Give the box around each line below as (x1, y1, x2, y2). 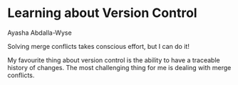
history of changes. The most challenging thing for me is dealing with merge (7, 63, 232, 72)
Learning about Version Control (7, 5, 197, 21)
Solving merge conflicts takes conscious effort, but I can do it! (7, 42, 190, 50)
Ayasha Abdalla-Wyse (7, 28, 73, 37)
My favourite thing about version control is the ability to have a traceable (7, 55, 220, 64)
